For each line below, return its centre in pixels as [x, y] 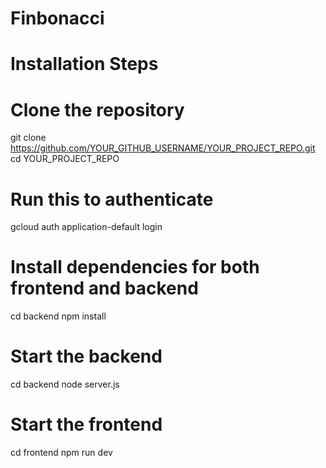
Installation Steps [84, 64]
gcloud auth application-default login [86, 227]
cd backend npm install [58, 316]
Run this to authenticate [112, 199]
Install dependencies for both [135, 267]
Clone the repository [97, 109]
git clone [28, 138]
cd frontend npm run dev [61, 453]
